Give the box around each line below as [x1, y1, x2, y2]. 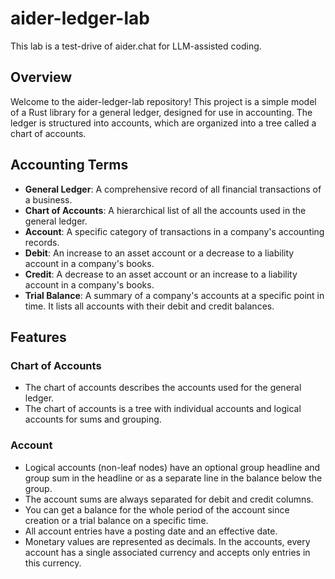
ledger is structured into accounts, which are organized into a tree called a [10, 117, 317, 129]
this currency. [24, 557, 82, 569]
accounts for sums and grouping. [24, 413, 162, 426]
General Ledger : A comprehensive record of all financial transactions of [24, 183, 322, 195]
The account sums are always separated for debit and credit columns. [24, 493, 314, 505]
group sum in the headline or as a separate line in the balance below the [24, 472, 323, 484]
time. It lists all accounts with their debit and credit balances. [24, 300, 275, 312]
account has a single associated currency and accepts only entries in [24, 546, 311, 558]
